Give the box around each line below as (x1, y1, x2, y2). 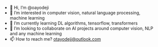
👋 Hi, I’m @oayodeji (9, 5, 49, 10)
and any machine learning (9, 31, 62, 36)
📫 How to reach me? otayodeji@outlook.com (9, 36, 101, 42)
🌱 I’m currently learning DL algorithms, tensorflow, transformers (9, 20, 138, 26)
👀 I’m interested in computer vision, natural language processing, (9, 10, 140, 16)
